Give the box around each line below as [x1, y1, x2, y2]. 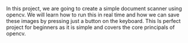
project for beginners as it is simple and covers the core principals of [6, 24, 175, 31]
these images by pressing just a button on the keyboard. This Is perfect [6, 18, 181, 24]
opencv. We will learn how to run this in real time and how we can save [6, 11, 180, 18]
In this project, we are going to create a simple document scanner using [6, 5, 183, 12]
